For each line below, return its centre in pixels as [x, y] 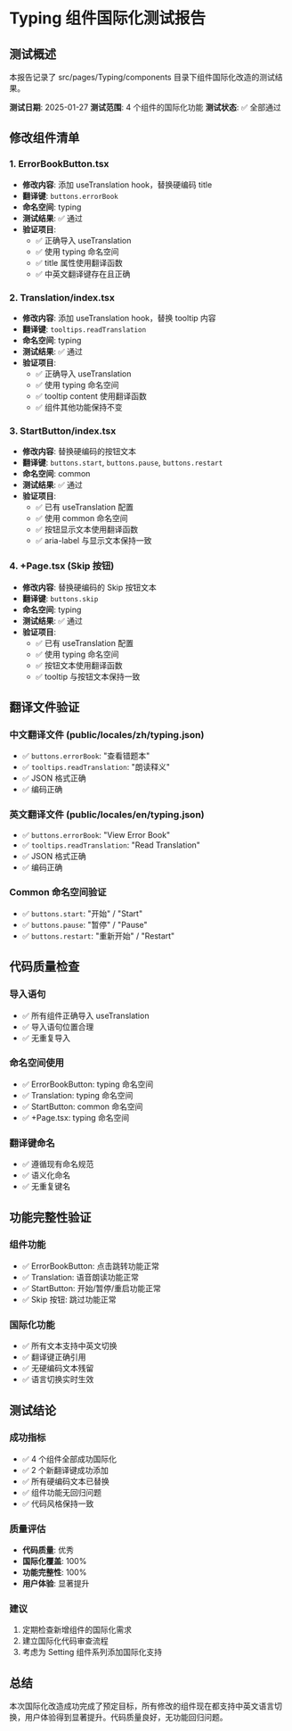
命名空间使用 [37, 1063]
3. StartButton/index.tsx [63, 431]
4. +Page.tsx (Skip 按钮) [62, 566]
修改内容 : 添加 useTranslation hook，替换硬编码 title [117, 185]
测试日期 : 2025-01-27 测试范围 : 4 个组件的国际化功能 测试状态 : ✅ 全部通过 [146, 107]
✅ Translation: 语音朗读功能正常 [81, 1277]
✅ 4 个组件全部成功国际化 [69, 1459]
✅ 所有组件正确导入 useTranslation [85, 1015]
